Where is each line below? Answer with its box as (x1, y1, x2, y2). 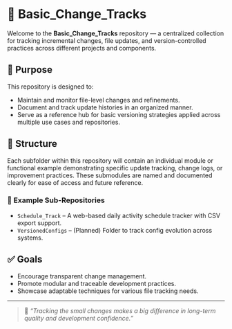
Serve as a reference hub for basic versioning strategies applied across (17, 110, 221, 118)
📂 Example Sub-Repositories (7, 195, 105, 205)
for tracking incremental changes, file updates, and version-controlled (7, 36, 206, 44)
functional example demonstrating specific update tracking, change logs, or (7, 163, 223, 172)
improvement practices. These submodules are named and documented (7, 171, 213, 179)
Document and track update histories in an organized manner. (17, 103, 193, 112)
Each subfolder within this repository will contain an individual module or (7, 156, 214, 165)
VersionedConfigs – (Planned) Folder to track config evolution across (17, 226, 213, 234)
